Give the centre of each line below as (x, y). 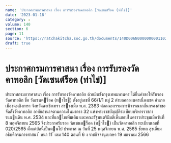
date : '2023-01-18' (26, 15)
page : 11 (15, 34)
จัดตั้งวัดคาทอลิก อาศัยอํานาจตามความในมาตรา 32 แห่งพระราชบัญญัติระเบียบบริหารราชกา (79, 111)
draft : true (18, 43)
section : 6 (17, 29)
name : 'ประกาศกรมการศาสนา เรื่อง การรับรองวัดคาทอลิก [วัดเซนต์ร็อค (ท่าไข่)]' (69, 10)
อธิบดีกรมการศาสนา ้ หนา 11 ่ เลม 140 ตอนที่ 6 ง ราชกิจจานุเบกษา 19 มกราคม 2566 (77, 134)
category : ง (18, 19)
